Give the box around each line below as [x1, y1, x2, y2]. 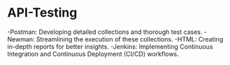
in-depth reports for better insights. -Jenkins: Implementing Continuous [7, 42, 213, 50]
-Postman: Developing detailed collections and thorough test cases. [7, 28, 203, 36]
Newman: [7, 35, 35, 43]
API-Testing [7, 5, 78, 21]
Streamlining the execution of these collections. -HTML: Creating [36, 35, 224, 43]
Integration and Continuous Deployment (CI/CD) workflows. [7, 50, 180, 58]
